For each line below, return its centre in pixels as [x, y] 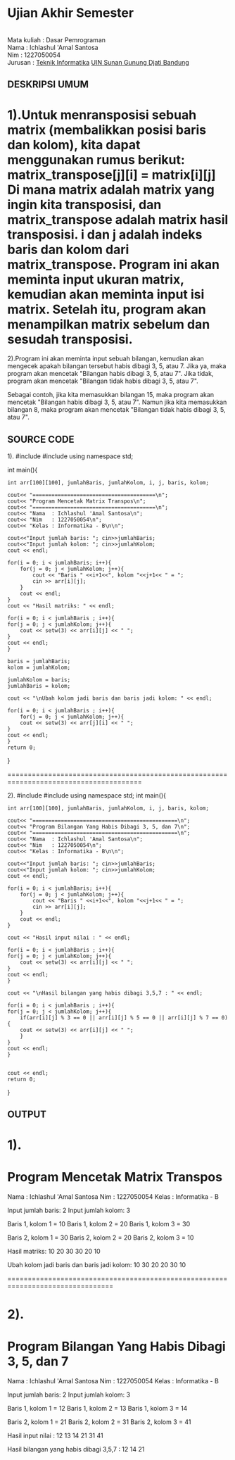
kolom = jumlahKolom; [39, 668]
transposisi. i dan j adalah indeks [105, 234]
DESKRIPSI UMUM [48, 85]
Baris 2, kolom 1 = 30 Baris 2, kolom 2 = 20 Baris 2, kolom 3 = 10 [101, 1238]
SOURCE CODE [41, 439]
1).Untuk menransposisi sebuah [102, 115]
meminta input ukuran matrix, [96, 279]
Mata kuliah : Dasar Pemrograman [57, 39]
